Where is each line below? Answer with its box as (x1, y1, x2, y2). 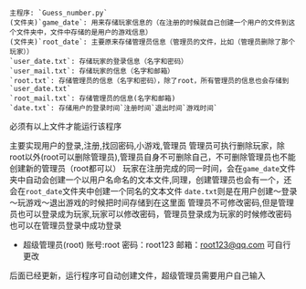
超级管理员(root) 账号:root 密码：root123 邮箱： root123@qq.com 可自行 (22, 240, 291, 250)
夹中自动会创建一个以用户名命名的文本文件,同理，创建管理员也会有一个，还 (9, 174, 292, 185)
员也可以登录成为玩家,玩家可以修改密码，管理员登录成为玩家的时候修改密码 (9, 209, 292, 219)
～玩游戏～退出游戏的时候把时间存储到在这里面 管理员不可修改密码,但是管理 (9, 197, 294, 208)
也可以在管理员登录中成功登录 (9, 220, 121, 231)
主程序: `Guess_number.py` (9, 8, 108, 17)
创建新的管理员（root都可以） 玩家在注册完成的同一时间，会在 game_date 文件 (9, 163, 296, 173)
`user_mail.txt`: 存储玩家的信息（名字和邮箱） (9, 67, 175, 76)
